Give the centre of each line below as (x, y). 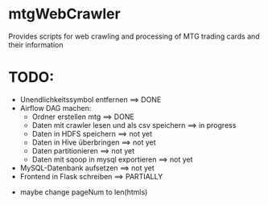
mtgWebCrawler (64, 14)
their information (36, 44)
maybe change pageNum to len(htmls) (84, 192)
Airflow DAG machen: (56, 108)
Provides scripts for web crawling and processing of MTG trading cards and (134, 36)
